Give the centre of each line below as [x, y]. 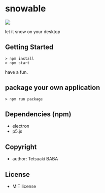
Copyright [21, 147]
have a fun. [17, 72]
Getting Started [29, 47]
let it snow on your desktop [33, 31]
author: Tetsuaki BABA [35, 159]
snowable [25, 9]
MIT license [24, 186]
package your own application [52, 88]
